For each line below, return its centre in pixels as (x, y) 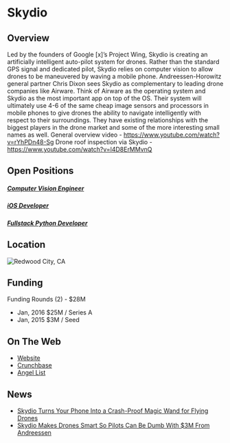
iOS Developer (28, 206)
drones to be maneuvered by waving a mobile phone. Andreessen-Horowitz (114, 76)
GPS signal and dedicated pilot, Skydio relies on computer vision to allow (110, 69)
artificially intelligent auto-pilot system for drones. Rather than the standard (113, 62)
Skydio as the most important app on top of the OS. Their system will (104, 98)
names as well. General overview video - (65, 135)
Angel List (31, 373)
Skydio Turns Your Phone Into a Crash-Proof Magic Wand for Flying (113, 411)
